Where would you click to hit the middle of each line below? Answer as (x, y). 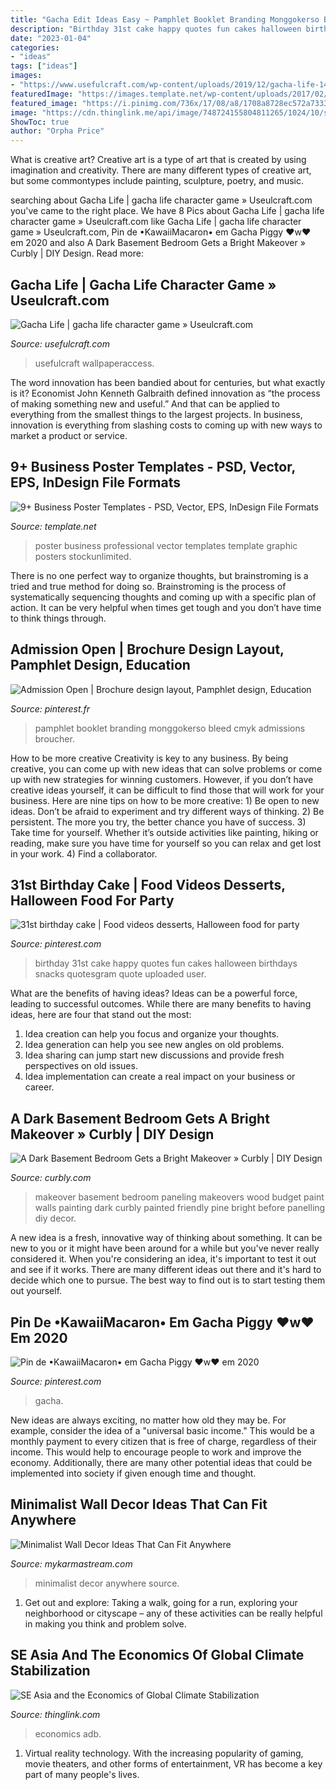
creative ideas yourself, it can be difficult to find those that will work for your (167, 790)
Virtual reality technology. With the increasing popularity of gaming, (164, 1753)
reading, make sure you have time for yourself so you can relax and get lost (166, 843)
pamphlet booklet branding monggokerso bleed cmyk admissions (170, 728)
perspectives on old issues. (81, 1066)
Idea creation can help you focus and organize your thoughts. (152, 1034)
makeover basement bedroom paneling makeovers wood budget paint (179, 1197)
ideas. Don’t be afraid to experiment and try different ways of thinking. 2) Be (167, 811)
